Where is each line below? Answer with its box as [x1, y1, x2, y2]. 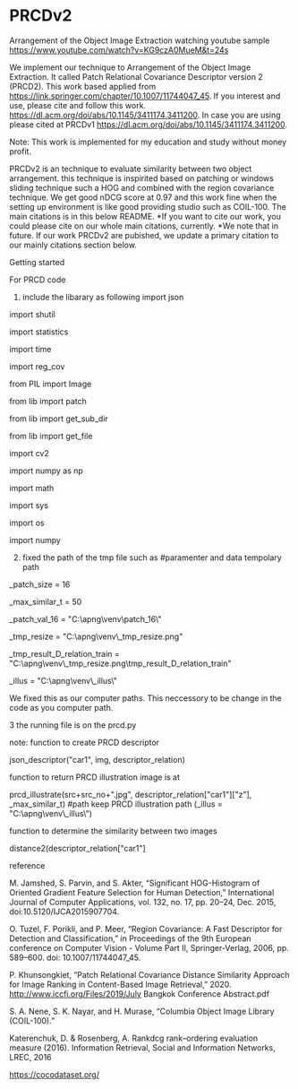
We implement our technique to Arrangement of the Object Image [9, 62, 251, 73]
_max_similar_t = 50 [9, 596, 82, 607]
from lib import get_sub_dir [9, 413, 109, 424]
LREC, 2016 [9, 1051, 52, 1062]
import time [9, 343, 52, 354]
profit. [9, 145, 32, 157]
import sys [9, 499, 49, 511]
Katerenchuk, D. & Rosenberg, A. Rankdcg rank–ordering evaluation [9, 1033, 259, 1043]
